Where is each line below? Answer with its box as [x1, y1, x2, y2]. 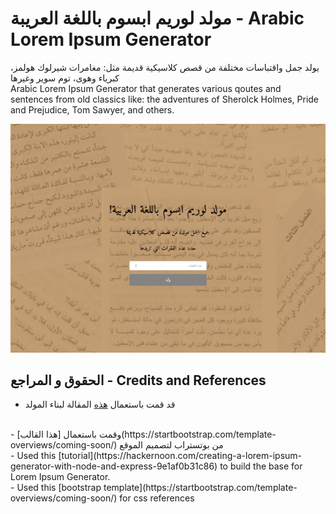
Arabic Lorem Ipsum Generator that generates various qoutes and [10, 82, 282, 94]
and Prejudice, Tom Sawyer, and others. [10, 103, 175, 116]
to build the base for [219, 460, 303, 472]
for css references [119, 492, 195, 504]
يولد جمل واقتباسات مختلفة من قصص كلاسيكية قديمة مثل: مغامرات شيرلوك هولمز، [10, 61, 320, 73]
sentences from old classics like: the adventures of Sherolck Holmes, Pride [10, 93, 320, 105]
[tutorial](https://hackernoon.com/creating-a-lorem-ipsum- [58, 450, 303, 462]
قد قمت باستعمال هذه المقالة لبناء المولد [24, 398, 176, 411]
